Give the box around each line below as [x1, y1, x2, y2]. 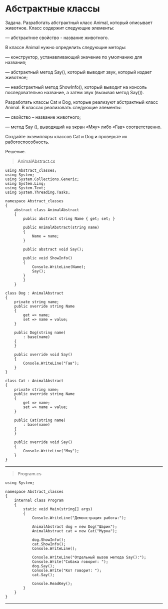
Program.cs [17, 470, 41, 476]
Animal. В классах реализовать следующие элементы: [5, 104, 122, 110]
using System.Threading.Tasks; [5, 190, 70, 195]
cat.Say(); [31, 572, 55, 577]
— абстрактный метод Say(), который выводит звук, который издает [5, 69, 152, 75]
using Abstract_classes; [5, 168, 57, 173]
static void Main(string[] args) [23, 506, 93, 511]
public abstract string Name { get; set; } [23, 216, 115, 221]
